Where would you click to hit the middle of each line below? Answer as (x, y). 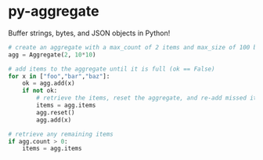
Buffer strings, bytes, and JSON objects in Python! (89, 33)
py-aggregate (54, 11)
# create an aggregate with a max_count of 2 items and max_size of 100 (129, 47)
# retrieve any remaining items (61, 134)
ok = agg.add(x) (49, 84)
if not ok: (40, 91)
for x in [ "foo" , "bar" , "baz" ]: (59, 76)
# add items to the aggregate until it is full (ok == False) (112, 69)
